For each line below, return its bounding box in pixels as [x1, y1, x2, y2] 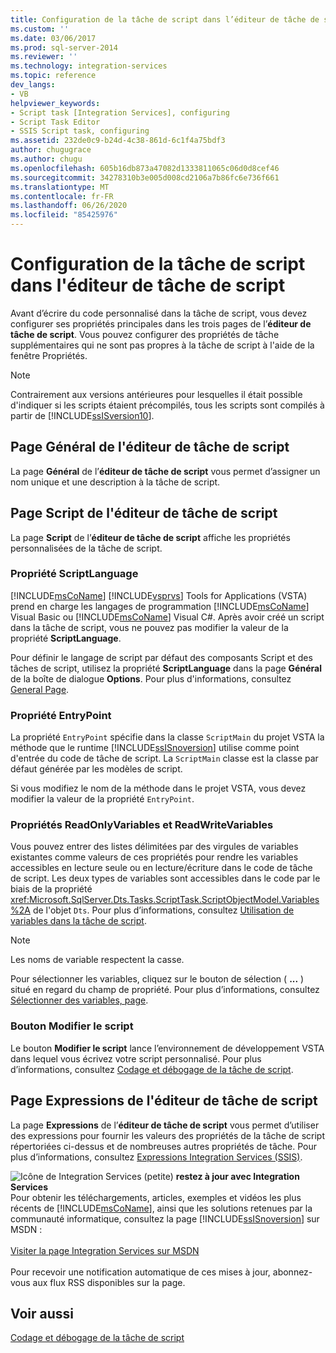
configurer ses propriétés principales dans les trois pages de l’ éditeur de [10, 317, 312, 330]
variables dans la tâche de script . [10, 915, 147, 927]
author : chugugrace [10, 145, 92, 155]
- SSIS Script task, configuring [10, 126, 150, 136]
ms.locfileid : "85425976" [10, 210, 118, 220]
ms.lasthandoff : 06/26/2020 [10, 201, 128, 211]
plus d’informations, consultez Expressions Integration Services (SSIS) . [10, 1151, 303, 1163]
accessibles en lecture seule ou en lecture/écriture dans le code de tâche [10, 862, 313, 874]
